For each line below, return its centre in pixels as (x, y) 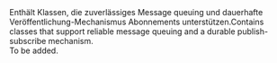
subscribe (28, 41)
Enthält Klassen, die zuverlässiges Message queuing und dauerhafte (136, 12)
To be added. (34, 50)
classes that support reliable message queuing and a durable (122, 31)
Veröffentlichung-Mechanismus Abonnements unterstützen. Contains (137, 22)
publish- (252, 31)
